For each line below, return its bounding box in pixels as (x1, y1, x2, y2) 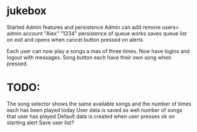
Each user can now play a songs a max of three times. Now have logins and (6, 47, 190, 54)
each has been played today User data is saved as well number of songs (6, 106, 183, 113)
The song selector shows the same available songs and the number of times (6, 100, 192, 107)
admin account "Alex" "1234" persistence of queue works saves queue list (6, 29, 187, 37)
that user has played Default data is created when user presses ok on (6, 113, 175, 120)
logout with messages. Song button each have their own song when (6, 54, 172, 61)
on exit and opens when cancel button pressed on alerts (6, 36, 143, 43)
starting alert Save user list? (6, 119, 74, 126)
